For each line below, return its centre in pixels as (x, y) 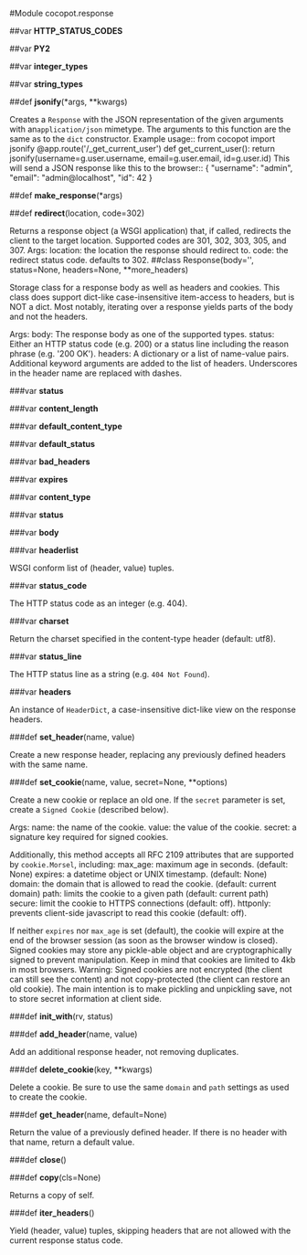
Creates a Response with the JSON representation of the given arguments (147, 119)
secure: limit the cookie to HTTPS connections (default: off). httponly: (140, 903)
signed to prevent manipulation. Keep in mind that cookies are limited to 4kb (153, 960)
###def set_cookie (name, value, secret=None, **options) (119, 782)
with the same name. (49, 764)
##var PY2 (30, 48)
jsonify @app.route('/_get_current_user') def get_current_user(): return (143, 149)
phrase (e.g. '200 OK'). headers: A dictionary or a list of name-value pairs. (149, 354)
